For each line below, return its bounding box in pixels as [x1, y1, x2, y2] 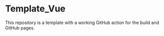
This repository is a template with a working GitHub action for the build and [5, 19, 160, 25]
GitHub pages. [5, 24, 35, 30]
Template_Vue [5, 3, 66, 14]
